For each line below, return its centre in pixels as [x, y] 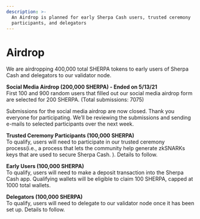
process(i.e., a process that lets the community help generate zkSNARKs [96, 148]
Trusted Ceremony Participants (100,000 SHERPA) [70, 136]
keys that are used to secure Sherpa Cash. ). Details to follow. [82, 155]
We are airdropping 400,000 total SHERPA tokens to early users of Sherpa [98, 69]
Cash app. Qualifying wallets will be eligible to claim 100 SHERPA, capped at [100, 179]
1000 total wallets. [28, 185]
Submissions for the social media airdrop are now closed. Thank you [90, 111]
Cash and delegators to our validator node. [59, 75]
